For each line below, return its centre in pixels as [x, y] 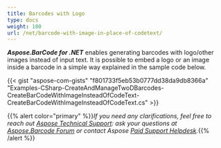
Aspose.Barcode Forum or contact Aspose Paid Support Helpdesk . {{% [108, 131]
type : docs [23, 20]
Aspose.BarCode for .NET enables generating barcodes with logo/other [110, 53]
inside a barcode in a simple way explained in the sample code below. [107, 67]
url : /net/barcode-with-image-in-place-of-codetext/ [85, 33]
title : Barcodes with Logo [46, 13]
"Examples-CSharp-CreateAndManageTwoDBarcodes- [86, 88]
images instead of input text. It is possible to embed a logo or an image [108, 60]
